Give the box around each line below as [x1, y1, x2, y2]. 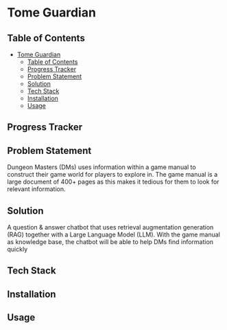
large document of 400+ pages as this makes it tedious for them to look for [7, 177, 219, 186]
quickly [7, 245, 28, 254]
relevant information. [7, 185, 67, 193]
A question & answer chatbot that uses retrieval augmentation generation [7, 223, 214, 232]
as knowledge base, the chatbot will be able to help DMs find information [7, 238, 214, 246]
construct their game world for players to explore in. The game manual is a [7, 170, 218, 179]
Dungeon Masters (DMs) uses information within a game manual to [7, 163, 197, 171]
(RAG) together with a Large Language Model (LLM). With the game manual [7, 230, 221, 239]
